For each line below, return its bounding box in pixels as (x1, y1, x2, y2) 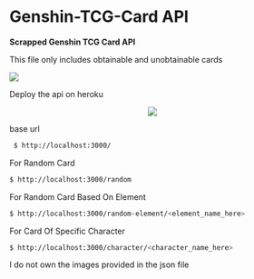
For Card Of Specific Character (9, 225, 125, 236)
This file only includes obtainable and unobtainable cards (9, 54, 223, 65)
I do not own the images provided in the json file (9, 259, 190, 270)
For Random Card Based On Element (9, 191, 147, 202)
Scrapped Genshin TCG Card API (9, 36, 136, 47)
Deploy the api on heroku (9, 88, 104, 99)
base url (9, 123, 41, 134)
